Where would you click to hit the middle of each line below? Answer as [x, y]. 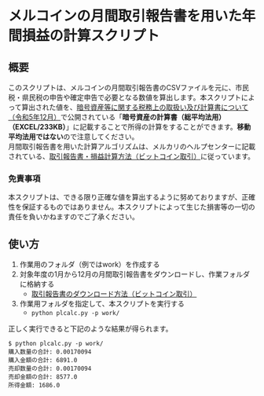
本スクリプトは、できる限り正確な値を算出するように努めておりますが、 [125, 197]
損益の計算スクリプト [91, 36]
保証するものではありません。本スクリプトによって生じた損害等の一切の [138, 207]
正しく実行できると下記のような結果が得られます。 [90, 329]
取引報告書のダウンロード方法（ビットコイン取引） [114, 294]
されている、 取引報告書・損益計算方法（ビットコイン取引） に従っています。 [132, 156]
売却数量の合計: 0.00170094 [50, 369]
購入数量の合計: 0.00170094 [50, 352]
